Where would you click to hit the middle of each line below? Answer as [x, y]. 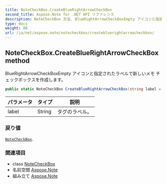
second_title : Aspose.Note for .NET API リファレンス [60, 14]
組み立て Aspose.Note [35, 176]
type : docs [16, 24]
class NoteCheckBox [34, 164]
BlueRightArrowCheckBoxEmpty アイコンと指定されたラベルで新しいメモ [80, 73]
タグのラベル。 [75, 111]
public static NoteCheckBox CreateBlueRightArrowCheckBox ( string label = [83, 89]
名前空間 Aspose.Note [35, 170]
